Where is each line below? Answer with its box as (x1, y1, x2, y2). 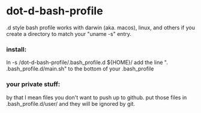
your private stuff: (6, 80, 61, 88)
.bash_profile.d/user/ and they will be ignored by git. (6, 100, 135, 107)
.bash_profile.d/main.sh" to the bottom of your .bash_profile (6, 65, 154, 72)
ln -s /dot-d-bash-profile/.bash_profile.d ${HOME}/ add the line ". (6, 59, 168, 66)
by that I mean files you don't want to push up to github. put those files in (6, 94, 187, 101)
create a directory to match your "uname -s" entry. (6, 30, 132, 37)
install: (6, 45, 27, 53)
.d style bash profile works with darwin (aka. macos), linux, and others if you (6, 24, 195, 31)
